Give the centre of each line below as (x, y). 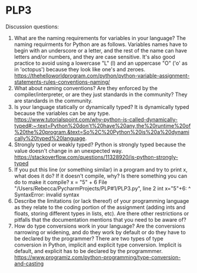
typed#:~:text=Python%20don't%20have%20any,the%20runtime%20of (102, 126)
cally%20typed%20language (50, 138)
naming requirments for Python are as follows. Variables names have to (101, 44)
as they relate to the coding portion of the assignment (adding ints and (100, 207)
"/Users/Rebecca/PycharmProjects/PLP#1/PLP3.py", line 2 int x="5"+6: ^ (102, 188)
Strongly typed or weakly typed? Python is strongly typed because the (100, 144)
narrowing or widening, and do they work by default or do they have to (100, 232)
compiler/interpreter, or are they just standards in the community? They (101, 94)
